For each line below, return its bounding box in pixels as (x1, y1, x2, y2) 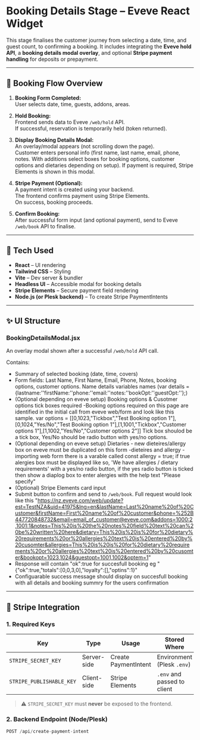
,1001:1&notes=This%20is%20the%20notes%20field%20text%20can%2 (14, 523, 194, 530)
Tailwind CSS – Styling (14, 268, 71, 275)
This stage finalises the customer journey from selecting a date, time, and (6, 36, 187, 43)
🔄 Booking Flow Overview (6, 79, 103, 89)
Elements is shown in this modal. (14, 168, 95, 175)
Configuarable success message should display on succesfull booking (14, 573, 188, 580)
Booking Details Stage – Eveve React (6, 4, 190, 18)
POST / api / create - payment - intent (6, 729, 89, 735)
